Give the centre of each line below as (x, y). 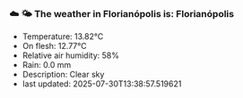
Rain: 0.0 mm (47, 65)
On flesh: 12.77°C (54, 46)
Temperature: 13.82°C (63, 37)
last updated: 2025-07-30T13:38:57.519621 (102, 84)
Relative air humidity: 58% (70, 55)
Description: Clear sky (63, 75)
